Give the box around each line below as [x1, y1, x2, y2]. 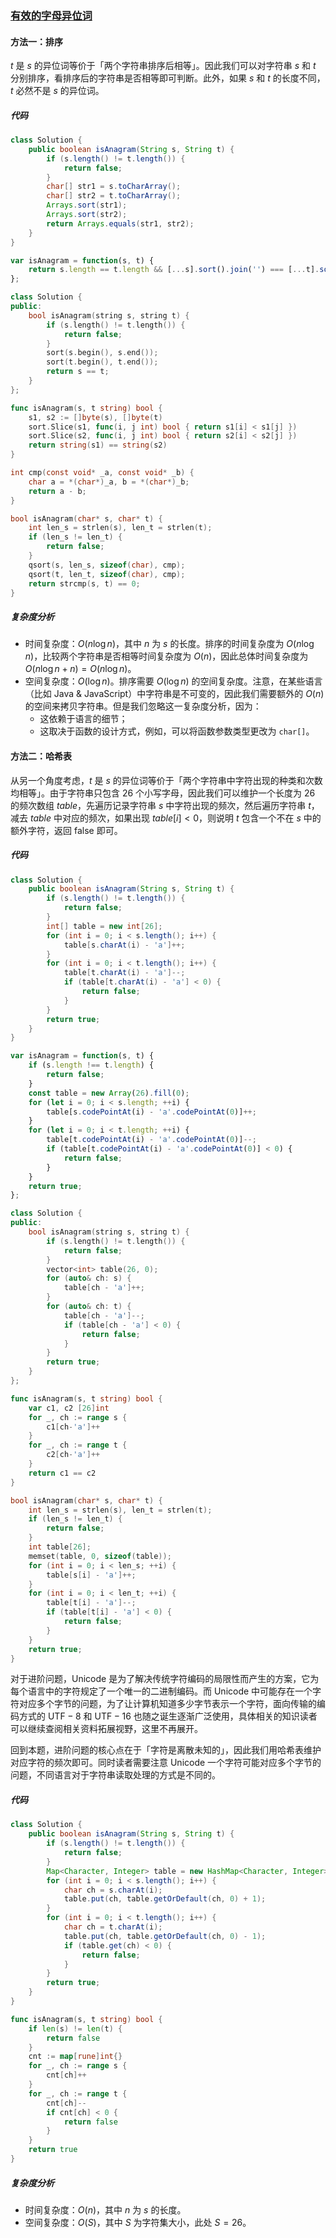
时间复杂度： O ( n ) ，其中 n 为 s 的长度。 [24, 2203, 187, 2216]
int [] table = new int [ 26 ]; [46, 921, 163, 931]
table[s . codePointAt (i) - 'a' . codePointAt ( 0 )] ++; [46, 1107, 257, 1117]
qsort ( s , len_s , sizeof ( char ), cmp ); [28, 560, 186, 570]
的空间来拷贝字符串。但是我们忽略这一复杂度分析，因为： [24, 700, 262, 712]
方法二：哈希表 [10, 750, 72, 762]
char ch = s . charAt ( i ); [63, 1885, 163, 1895]
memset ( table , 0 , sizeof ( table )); [28, 1551, 172, 1561]
